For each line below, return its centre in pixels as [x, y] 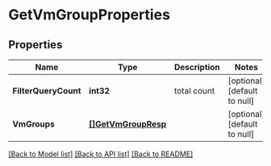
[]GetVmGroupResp [127, 124]
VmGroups [33, 124]
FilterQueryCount [47, 91]
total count [194, 91]
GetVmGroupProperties [90, 15]
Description [197, 67]
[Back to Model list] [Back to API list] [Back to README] [101, 154]
